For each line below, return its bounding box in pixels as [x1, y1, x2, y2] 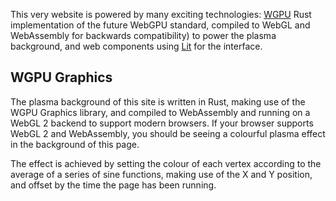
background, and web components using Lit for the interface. [10, 40, 263, 52]
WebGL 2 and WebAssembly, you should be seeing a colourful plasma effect [10, 127, 326, 139]
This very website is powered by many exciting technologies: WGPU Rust [10, 9, 312, 20]
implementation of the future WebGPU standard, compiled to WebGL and [10, 19, 311, 31]
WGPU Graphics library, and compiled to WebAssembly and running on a [10, 106, 311, 118]
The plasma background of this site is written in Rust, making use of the [10, 95, 306, 108]
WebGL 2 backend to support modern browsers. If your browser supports [10, 117, 314, 129]
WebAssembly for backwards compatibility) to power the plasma [10, 30, 277, 41]
